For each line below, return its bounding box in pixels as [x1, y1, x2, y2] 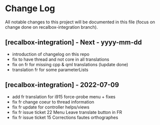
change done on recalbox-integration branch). [5, 24, 98, 30]
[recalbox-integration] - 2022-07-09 [5, 81, 120, 89]
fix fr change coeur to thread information [12, 99, 94, 105]
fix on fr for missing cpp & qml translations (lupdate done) [12, 61, 128, 67]
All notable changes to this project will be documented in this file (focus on [5, 19, 155, 25]
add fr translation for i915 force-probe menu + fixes [12, 93, 116, 100]
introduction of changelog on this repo [12, 51, 90, 57]
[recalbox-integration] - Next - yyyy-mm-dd [5, 38, 142, 47]
